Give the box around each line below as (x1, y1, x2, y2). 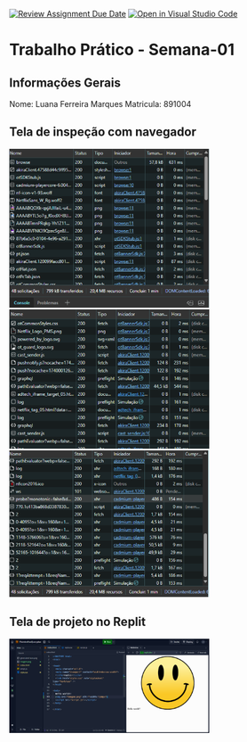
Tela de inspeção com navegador (9, 125, 197, 140)
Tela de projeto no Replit (9, 614, 147, 630)
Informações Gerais (9, 75, 122, 90)
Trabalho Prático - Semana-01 (9, 40, 235, 60)
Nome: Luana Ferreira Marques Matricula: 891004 (9, 99, 192, 109)
